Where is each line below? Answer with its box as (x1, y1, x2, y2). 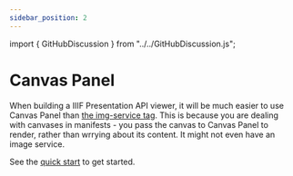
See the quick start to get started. (9, 156, 136, 167)
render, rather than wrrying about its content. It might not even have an (9, 129, 276, 140)
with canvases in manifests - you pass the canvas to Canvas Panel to (9, 119, 268, 130)
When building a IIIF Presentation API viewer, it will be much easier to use (9, 100, 285, 111)
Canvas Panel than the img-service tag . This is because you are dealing (9, 110, 279, 121)
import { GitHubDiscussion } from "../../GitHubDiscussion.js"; (9, 38, 237, 49)
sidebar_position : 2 (9, 13, 88, 23)
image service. (9, 138, 66, 150)
